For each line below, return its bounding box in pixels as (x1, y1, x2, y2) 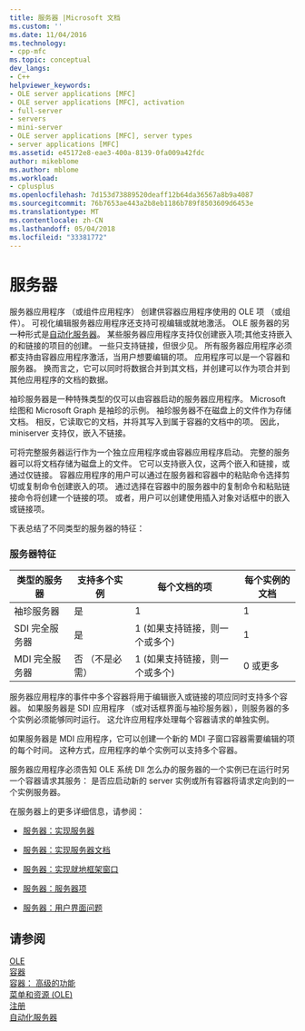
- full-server (9, 106, 64, 115)
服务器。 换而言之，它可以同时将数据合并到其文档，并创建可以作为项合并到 (9, 363, 290, 374)
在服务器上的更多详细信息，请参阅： (9, 805, 145, 817)
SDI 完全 (14, 622, 50, 634)
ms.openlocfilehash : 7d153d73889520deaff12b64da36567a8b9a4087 (9, 191, 254, 200)
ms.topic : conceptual (9, 55, 92, 64)
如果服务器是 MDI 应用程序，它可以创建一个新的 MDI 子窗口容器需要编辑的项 (9, 732, 295, 744)
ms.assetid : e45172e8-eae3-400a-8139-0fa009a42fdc (9, 148, 205, 157)
